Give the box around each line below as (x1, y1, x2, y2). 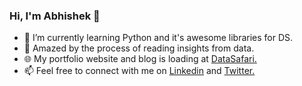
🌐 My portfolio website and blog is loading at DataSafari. (23, 53, 257, 65)
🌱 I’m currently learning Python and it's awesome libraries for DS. (23, 32, 294, 44)
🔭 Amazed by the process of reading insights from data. (23, 42, 255, 54)
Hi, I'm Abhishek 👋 (9, 9, 101, 23)
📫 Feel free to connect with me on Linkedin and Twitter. (23, 65, 256, 77)
